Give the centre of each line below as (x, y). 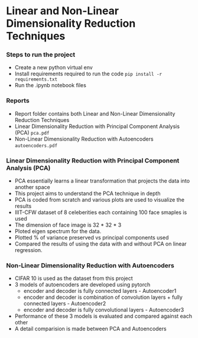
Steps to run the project (41, 55)
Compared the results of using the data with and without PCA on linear (101, 244)
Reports (18, 101)
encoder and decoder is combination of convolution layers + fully (103, 297)
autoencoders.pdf (36, 146)
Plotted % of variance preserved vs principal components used (92, 238)
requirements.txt (36, 79)
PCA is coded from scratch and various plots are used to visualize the (100, 200)
